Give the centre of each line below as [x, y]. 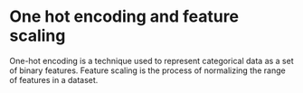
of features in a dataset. [54, 79]
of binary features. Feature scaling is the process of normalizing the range [148, 70]
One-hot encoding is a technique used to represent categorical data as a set [151, 60]
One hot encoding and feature [124, 17]
